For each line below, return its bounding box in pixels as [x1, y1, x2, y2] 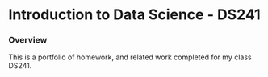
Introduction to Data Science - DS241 [8, 6, 261, 24]
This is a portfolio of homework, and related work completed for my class [8, 52, 252, 62]
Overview [8, 34, 48, 46]
